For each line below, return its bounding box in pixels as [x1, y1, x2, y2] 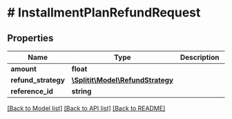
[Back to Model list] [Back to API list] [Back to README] [7, 105, 166, 112]
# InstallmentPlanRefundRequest [7, 5, 201, 21]
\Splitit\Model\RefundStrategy [71, 76, 174, 85]
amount [10, 64, 37, 74]
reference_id [10, 87, 54, 96]
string [71, 87, 92, 96]
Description [180, 53, 220, 62]
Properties [7, 32, 54, 44]
